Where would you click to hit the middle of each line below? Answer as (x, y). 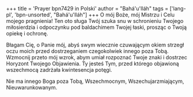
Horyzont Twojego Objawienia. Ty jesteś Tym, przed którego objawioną (93, 63)
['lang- (178, 9)
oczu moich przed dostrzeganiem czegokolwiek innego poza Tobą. (87, 51)
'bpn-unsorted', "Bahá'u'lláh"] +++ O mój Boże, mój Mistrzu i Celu (94, 15)
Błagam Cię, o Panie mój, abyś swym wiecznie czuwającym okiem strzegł (95, 45)
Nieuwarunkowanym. (32, 87)
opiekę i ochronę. (27, 34)
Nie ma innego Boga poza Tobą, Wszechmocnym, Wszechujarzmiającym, (95, 81)
